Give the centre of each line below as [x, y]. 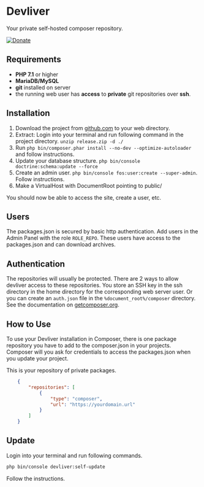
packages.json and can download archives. [61, 244]
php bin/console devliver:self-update [56, 467]
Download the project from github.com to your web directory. [93, 128]
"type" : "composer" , [76, 399]
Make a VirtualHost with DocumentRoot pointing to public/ [89, 185]
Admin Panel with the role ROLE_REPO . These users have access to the [93, 238]
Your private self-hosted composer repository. [65, 28]
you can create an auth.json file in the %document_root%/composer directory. [101, 298]
